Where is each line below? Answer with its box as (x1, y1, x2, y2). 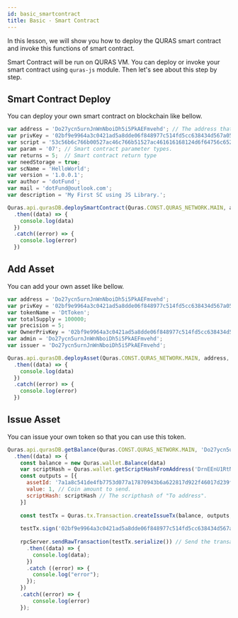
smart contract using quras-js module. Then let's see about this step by (7, 65, 217, 74)
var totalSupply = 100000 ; (7, 316, 87, 323)
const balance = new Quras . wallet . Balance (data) (20, 459, 166, 467)
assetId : (25, 479, 52, 486)
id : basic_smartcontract (7, 10, 81, 18)
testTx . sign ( (20, 525, 59, 532)
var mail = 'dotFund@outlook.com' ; (7, 185, 113, 192)
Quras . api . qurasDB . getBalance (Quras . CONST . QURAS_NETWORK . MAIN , (7, 446, 198, 453)
